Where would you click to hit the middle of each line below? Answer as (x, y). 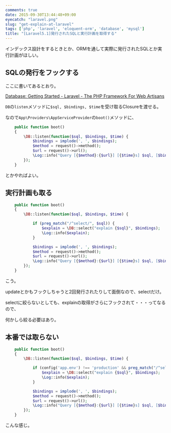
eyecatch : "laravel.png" (32, 19)
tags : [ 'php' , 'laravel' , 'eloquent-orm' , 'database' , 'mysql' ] (75, 29)
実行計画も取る (29, 193)
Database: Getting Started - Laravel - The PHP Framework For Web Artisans (85, 96)
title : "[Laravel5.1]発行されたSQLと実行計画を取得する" (61, 34)
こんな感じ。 (19, 425)
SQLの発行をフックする (42, 73)
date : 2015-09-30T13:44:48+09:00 (41, 15)
